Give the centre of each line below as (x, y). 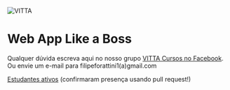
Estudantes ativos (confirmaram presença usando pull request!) (99, 79)
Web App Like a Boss (69, 39)
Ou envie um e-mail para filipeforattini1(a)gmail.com (82, 66)
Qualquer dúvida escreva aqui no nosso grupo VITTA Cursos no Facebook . (115, 58)
